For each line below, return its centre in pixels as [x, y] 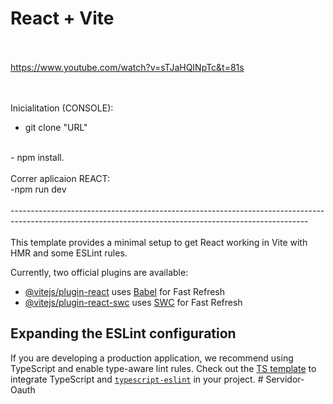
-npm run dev [38, 189]
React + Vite [62, 18]
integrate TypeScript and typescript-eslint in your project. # [137, 379]
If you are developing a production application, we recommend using [152, 358]
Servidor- [285, 379]
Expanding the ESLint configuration [123, 333]
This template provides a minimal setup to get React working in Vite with [159, 242]
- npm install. [37, 157]
